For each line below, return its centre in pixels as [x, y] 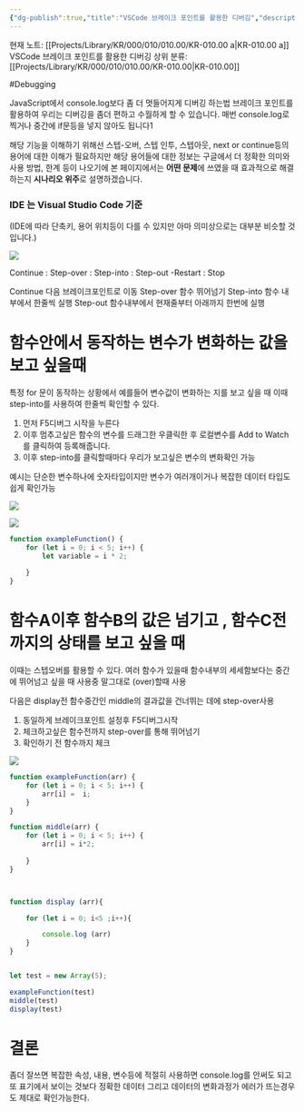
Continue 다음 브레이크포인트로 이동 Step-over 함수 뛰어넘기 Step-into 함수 [144, 291]
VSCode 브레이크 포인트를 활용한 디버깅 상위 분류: [98, 56]
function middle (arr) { [54, 828]
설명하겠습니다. [116, 179]
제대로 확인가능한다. [54, 1098]
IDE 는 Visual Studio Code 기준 [76, 204]
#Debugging [33, 84]
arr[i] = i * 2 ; [69, 844]
